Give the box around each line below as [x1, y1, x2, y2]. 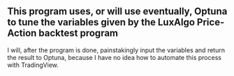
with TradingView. [7, 61, 59, 69]
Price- [196, 17, 225, 29]
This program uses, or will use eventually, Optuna [7, 6, 228, 17]
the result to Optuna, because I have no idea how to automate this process [7, 53, 222, 61]
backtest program [38, 27, 119, 39]
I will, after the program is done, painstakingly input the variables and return [7, 45, 226, 54]
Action [7, 27, 37, 39]
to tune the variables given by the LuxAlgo [7, 17, 196, 29]
